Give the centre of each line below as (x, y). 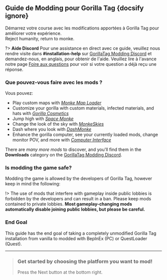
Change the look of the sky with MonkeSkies (58, 124)
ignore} (17, 16)
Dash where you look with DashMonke (52, 130)
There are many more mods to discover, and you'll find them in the (73, 149)
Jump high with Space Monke (43, 119)
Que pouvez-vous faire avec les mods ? (54, 82)
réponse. (14, 69)
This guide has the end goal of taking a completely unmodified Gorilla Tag (81, 233)
